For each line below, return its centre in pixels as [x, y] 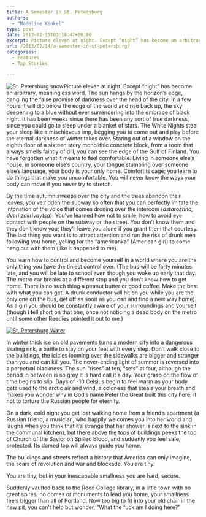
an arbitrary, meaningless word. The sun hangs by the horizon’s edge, [94, 93]
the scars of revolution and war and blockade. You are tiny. [81, 464]
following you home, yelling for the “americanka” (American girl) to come [98, 241]
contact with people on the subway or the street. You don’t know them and [101, 222]
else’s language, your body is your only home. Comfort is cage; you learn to [102, 171]
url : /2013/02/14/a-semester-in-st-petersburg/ [68, 47]
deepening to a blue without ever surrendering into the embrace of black [98, 112]
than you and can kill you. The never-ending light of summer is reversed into [103, 362]
